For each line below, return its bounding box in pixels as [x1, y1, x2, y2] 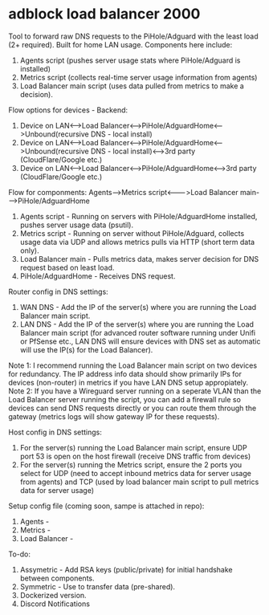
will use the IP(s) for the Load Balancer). [19, 344, 153, 354]
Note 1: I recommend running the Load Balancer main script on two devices [8, 360, 258, 370]
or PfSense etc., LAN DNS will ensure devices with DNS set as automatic [19, 336, 261, 346]
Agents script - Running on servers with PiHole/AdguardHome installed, [19, 211, 258, 221]
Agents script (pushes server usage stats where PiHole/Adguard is [19, 55, 241, 65]
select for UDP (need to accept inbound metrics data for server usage [19, 468, 251, 478]
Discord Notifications [19, 599, 91, 609]
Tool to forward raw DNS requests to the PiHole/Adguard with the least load [8, 31, 259, 41]
